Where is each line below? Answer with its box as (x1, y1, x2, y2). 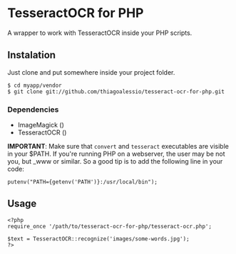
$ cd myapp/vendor (7, 82, 62, 89)
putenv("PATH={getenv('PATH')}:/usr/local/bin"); (7, 179, 158, 186)
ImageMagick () (17, 121, 64, 129)
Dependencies (7, 105, 59, 115)
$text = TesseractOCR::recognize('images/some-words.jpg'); (7, 235, 190, 243)
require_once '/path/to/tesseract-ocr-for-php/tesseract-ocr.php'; (7, 223, 212, 230)
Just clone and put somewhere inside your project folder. (7, 68, 175, 76)
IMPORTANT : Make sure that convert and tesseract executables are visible (7, 142, 230, 151)
